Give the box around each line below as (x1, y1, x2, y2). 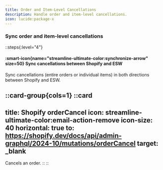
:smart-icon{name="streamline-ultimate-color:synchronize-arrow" (5, 56, 149, 61)
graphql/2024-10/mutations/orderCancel (5, 139, 136, 148)
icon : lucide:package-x (5, 16, 54, 21)
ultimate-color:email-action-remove (5, 116, 120, 124)
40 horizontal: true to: (5, 123, 75, 132)
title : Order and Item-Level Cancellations (5, 7, 97, 12)
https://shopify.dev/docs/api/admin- (5, 131, 122, 140)
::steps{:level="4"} (5, 44, 43, 50)
